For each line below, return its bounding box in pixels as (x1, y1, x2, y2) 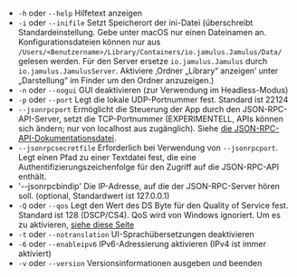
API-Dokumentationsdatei (17, 133, 115, 143)
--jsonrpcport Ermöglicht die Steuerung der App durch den (17, 104, 241, 114)
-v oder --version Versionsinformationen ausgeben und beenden (17, 258, 263, 268)
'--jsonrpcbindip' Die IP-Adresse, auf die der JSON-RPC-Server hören (17, 181, 281, 191)
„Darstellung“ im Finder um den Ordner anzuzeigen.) (17, 75, 215, 85)
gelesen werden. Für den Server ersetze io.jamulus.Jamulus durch (17, 56, 268, 66)
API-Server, (17, 113, 62, 124)
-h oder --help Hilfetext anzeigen (17, 8, 143, 18)
